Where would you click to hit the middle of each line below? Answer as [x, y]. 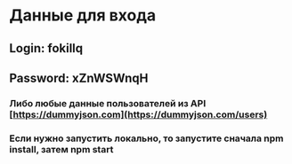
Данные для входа [83, 16]
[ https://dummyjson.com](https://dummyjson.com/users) [138, 114]
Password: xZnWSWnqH [79, 78]
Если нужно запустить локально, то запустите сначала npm [146, 138]
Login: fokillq [46, 48]
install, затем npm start [61, 149]
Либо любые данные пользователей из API [108, 103]
